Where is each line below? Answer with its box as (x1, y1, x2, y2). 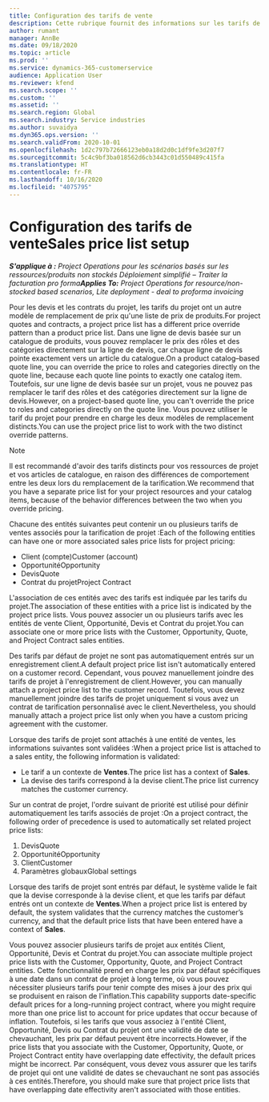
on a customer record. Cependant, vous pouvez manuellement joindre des (9, 668, 255, 677)
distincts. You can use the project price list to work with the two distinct (9, 422, 243, 431)
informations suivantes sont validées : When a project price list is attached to (9, 743, 261, 753)
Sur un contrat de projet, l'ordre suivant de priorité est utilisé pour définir (9, 799, 249, 809)
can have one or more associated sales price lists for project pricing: (9, 536, 235, 546)
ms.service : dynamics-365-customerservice (9, 64, 153, 72)
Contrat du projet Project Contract (20, 577, 131, 587)
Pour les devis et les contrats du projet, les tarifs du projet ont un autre (9, 302, 243, 312)
